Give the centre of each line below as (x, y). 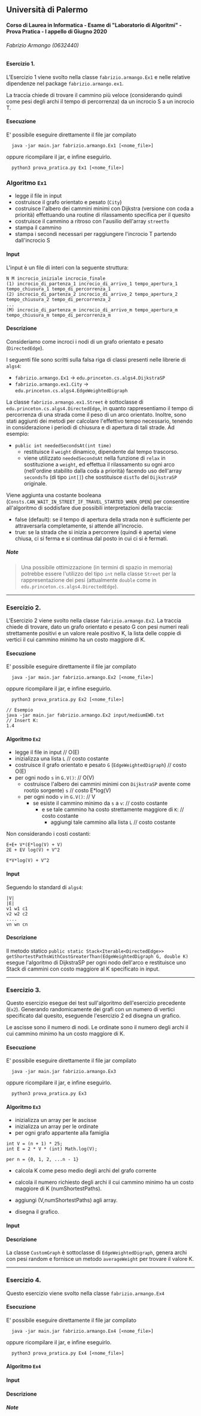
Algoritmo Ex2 (24, 739)
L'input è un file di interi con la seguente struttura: (67, 267)
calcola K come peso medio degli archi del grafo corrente (86, 1171)
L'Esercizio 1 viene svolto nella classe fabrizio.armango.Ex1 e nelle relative (98, 77)
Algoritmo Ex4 (24, 1366)
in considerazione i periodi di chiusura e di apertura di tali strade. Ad (90, 427)
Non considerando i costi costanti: (48, 834)
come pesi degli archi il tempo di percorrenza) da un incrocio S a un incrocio (100, 101)
